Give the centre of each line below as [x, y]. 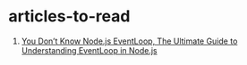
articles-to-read [69, 16]
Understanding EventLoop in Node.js [89, 50]
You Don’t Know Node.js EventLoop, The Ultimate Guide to [129, 41]
